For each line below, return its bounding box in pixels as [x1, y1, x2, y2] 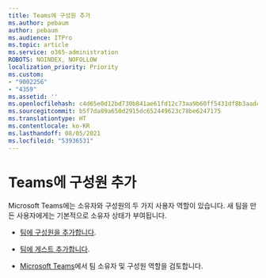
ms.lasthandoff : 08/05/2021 [8, 129, 101, 137]
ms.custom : [8, 70, 44, 78]
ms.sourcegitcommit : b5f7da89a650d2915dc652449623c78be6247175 [8, 108, 222, 116]
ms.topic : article [8, 41, 69, 49]
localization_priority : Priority [8, 63, 119, 71]
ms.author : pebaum [8, 19, 69, 27]
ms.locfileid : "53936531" [8, 136, 93, 145]
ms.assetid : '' [8, 93, 59, 101]
